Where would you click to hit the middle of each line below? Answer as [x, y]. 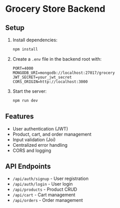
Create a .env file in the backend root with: [57, 59]
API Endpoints [28, 166]
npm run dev [25, 100]
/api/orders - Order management [48, 200]
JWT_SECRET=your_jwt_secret [42, 77]
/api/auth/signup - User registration [50, 178]
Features [19, 116]
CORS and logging [32, 150]
